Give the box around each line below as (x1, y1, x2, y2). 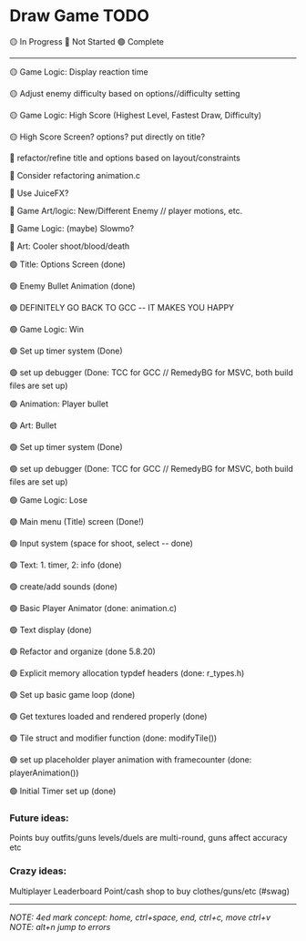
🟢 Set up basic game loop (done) (9, 689, 136, 700)
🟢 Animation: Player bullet (9, 398, 109, 409)
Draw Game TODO (9, 5, 150, 26)
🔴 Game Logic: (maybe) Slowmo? (9, 222, 135, 233)
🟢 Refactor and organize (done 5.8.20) (9, 646, 157, 657)
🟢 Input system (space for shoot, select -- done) (9, 537, 194, 548)
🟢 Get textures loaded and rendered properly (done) (9, 711, 208, 721)
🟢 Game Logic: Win (9, 323, 85, 334)
